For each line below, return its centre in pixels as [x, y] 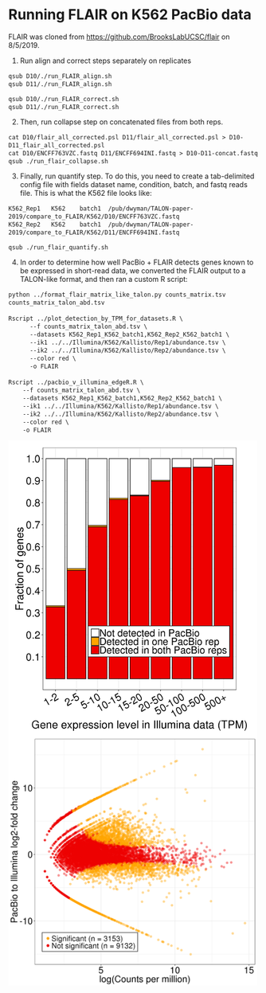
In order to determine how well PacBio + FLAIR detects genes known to [137, 262]
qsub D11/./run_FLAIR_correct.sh [64, 107]
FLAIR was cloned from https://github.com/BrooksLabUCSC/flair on [119, 37]
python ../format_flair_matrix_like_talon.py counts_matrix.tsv [117, 295]
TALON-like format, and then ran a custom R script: [104, 279]
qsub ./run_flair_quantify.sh [59, 247]
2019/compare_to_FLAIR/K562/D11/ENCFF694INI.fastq [94, 233]
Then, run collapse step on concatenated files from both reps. [121, 122]
